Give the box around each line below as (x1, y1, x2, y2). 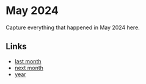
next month (14, 64, 44, 71)
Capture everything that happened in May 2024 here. (5, 24, 140, 31)
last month (14, 57, 42, 65)
